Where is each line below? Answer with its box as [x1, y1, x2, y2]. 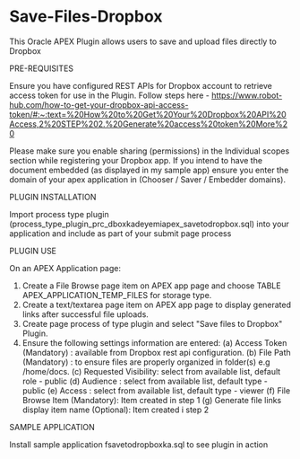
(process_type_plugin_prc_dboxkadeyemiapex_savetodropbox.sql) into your [9, 218, 289, 229]
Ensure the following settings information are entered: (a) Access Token [21, 337, 287, 348]
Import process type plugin [9, 208, 109, 219]
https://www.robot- [211, 90, 283, 101]
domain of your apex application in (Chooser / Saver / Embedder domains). [9, 173, 287, 185]
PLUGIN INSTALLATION [9, 191, 97, 202]
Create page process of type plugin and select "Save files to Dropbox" [21, 318, 283, 329]
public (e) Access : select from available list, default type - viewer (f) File [21, 384, 291, 396]
